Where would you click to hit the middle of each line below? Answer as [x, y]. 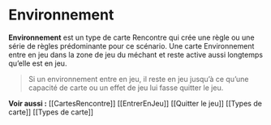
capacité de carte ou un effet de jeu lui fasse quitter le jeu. [126, 88]
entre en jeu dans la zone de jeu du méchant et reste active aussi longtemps [136, 54]
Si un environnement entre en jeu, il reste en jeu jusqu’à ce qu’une [138, 79]
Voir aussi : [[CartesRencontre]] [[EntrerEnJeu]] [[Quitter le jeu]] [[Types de [135, 103]
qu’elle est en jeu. [38, 63]
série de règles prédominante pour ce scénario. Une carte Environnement [131, 45]
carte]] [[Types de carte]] [51, 112]
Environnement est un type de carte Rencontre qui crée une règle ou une [131, 37]
